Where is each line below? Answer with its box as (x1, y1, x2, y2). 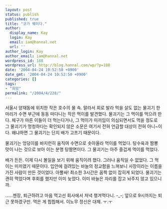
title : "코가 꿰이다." (5, 21, 47, 26)
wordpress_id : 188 (5, 58, 43, 63)
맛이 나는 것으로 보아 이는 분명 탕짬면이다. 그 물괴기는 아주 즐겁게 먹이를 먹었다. (5, 146, 160, 152)
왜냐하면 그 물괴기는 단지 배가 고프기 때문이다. (11, 130, 101, 136)
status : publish (5, 12, 39, 17)
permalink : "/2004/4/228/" (5, 91, 61, 96)
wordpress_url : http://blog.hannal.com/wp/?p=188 (5, 63, 111, 68)
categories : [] (5, 77, 37, 82)
